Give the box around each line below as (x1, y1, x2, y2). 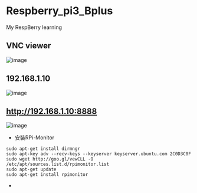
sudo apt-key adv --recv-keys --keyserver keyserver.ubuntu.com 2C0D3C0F (6, 151, 192, 157)
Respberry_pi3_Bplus (6, 4, 113, 18)
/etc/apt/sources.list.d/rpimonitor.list (6, 161, 110, 168)
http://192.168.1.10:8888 (6, 106, 97, 116)
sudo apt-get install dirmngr (6, 146, 81, 152)
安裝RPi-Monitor (14, 134, 55, 141)
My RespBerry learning (6, 24, 63, 31)
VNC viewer (6, 41, 51, 51)
